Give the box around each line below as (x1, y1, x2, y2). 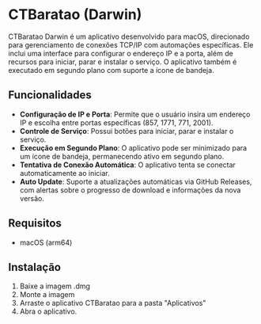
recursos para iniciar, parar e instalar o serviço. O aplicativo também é (8, 57, 237, 67)
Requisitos (8, 216, 62, 231)
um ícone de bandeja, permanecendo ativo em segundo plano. (19, 151, 225, 161)
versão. (19, 193, 45, 203)
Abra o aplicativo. (19, 307, 78, 316)
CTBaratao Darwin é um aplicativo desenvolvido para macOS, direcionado (8, 32, 250, 41)
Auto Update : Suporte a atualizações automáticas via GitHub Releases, (19, 177, 252, 186)
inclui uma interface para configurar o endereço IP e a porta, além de (8, 48, 233, 58)
